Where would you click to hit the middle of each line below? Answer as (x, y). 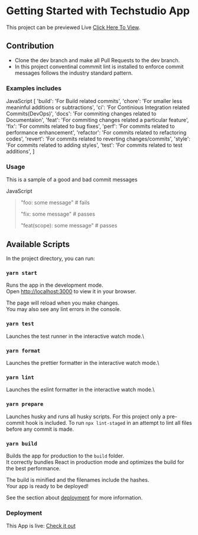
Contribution (30, 46)
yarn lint (20, 377)
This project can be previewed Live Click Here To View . (73, 27)
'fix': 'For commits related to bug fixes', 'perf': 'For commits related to (91, 126)
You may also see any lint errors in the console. (64, 309)
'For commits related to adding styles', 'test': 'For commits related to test (94, 145)
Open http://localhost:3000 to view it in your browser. (72, 291)
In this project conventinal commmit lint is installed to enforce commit (99, 66)
